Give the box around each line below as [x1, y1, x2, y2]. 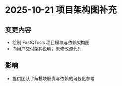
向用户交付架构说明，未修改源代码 [12, 46, 82, 52]
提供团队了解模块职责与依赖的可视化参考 [12, 75, 95, 81]
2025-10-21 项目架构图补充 [5, 4, 117, 16]
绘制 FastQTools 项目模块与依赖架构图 [12, 40, 90, 45]
